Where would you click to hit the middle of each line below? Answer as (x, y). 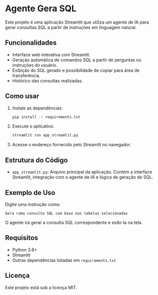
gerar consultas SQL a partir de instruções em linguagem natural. (71, 27)
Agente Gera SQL (41, 9)
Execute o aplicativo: (33, 126)
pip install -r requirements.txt (46, 117)
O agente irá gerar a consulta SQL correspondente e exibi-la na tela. (74, 222)
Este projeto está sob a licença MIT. (41, 287)
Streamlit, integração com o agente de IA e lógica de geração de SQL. (82, 177)
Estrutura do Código (36, 160)
